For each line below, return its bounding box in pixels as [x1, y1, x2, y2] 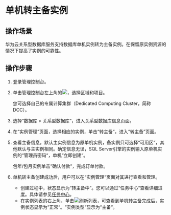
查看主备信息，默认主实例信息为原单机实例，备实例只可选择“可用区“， [12, 139, 160, 145]
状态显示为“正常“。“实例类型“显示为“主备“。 [25, 204, 117, 210]
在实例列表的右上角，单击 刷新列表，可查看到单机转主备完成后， [20, 198, 160, 204]
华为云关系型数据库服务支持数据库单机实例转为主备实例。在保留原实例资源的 [5, 41, 166, 47]
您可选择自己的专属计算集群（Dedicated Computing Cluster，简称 [12, 100, 152, 106]
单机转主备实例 [5, 5, 68, 16]
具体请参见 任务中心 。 [29, 191, 75, 197]
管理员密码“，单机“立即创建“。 [23, 152, 88, 158]
